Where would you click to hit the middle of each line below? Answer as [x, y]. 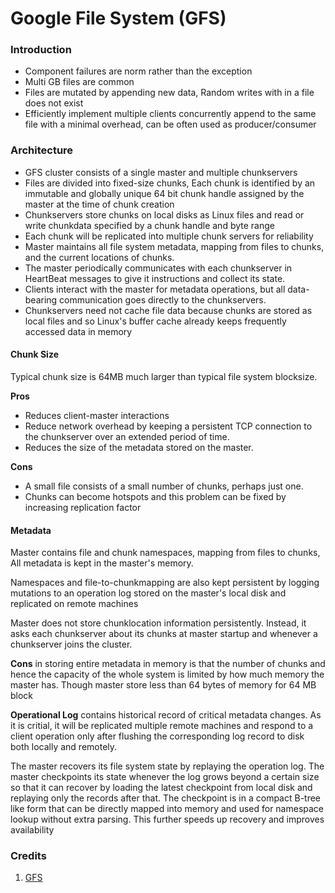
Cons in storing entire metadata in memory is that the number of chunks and [168, 664]
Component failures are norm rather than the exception [138, 71]
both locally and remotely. [64, 747]
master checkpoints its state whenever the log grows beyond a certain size [165, 777]
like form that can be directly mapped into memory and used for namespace [167, 809]
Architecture [42, 150]
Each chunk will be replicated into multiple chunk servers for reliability [169, 236]
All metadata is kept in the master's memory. [102, 563]
